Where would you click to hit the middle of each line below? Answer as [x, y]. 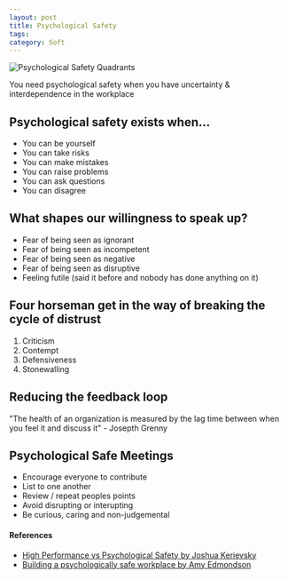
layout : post [33, 17]
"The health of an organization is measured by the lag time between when [144, 418]
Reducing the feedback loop [89, 397]
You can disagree [54, 191]
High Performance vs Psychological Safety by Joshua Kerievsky [139, 555]
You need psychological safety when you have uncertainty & [120, 84]
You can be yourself [58, 144]
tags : [19, 34]
